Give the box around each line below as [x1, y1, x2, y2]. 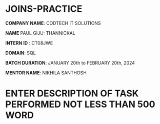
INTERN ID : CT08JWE [5, 39, 53, 46]
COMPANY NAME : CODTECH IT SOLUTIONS [5, 20, 101, 26]
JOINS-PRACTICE [5, 3, 83, 15]
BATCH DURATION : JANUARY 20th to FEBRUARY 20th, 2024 [5, 59, 135, 66]
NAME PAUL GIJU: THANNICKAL [5, 30, 75, 36]
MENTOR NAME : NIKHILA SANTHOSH [5, 70, 87, 76]
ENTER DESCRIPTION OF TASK [5, 88, 139, 99]
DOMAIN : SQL [5, 50, 36, 56]
